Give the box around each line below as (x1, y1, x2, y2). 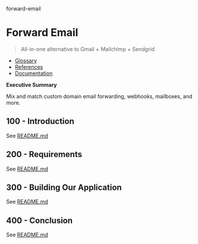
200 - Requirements (6, 149, 82, 159)
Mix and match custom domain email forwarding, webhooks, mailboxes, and (6, 92, 193, 100)
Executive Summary (6, 81, 58, 88)
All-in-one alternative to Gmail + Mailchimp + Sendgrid (20, 45, 155, 52)
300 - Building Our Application (6, 182, 122, 192)
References (14, 63, 43, 70)
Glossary (14, 57, 37, 64)
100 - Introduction (6, 116, 74, 127)
